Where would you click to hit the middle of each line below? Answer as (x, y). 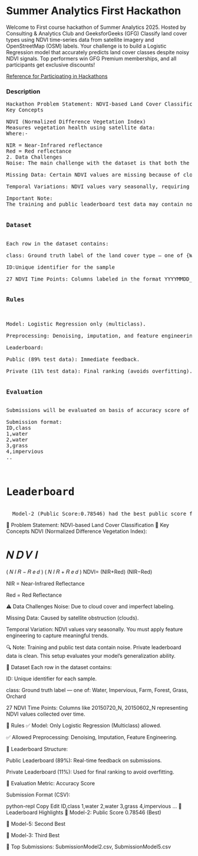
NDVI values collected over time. (46, 714)
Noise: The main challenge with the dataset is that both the (98, 163)
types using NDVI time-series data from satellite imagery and (80, 39)
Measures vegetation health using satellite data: (81, 128)
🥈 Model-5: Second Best (36, 824)
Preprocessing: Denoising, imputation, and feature (82, 335)
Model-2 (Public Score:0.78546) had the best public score (99, 514)
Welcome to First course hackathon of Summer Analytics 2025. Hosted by (96, 27)
